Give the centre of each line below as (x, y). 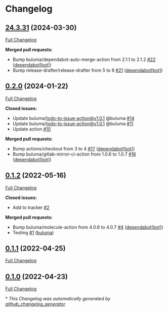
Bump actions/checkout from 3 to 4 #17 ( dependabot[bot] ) (74, 148)
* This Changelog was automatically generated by (58, 299)
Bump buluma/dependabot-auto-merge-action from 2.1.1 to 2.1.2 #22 (84, 59)
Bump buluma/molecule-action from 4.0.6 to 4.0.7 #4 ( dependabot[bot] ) (88, 227)
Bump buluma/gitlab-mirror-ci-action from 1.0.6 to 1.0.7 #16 (74, 154)
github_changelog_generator (35, 304)
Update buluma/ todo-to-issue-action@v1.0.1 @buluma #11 (73, 123)
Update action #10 (32, 129)
